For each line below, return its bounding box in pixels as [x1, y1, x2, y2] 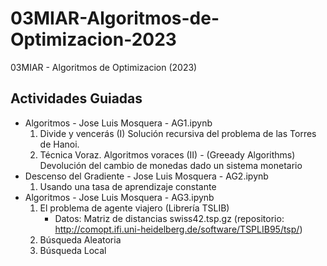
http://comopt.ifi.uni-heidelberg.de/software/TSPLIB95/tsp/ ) [54, 223, 303, 235]
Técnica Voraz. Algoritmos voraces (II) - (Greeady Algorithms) [39, 148, 296, 161]
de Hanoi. [39, 138, 80, 150]
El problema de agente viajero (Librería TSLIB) [39, 202, 230, 214]
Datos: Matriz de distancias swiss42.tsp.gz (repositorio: [54, 212, 285, 224]
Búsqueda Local [39, 244, 107, 256]
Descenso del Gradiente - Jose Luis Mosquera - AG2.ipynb [24, 170, 269, 182]
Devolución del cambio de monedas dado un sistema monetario [39, 159, 303, 171]
